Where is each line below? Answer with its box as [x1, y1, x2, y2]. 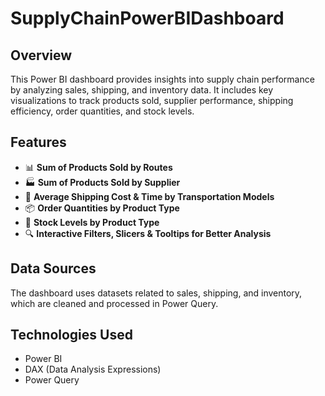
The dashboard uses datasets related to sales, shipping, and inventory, [10, 287, 303, 299]
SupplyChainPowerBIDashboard [10, 7, 285, 30]
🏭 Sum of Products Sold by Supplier [24, 176, 181, 188]
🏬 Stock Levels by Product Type [24, 216, 160, 228]
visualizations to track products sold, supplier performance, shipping [10, 95, 294, 106]
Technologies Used [10, 327, 133, 344]
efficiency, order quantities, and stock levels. [10, 105, 195, 117]
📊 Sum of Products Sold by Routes [24, 161, 173, 173]
